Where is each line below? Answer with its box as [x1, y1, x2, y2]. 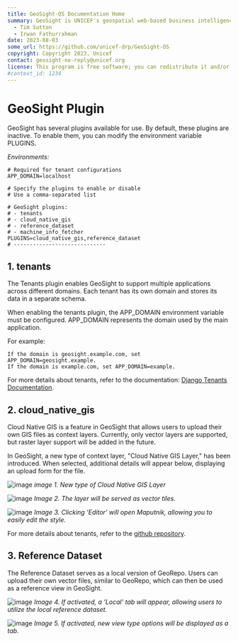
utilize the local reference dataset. [7, 605, 108, 613]
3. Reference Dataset [7, 550, 103, 562]
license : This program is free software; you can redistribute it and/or [7, 63, 230, 70]
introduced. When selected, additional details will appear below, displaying [7, 459, 225, 468]
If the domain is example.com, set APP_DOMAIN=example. [7, 363, 176, 370]
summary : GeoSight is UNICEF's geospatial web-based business [7, 17, 195, 24]
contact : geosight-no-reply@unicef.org [7, 57, 125, 64]
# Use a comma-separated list [7, 191, 97, 199]
